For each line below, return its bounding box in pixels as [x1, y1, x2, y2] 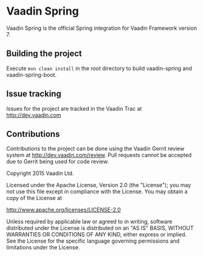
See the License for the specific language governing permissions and [6, 237, 180, 244]
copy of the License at [6, 195, 62, 202]
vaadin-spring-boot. [6, 71, 57, 78]
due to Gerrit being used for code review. [6, 158, 109, 165]
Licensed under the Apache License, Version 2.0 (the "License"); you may [6, 181, 191, 189]
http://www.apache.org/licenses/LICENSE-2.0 [6, 206, 121, 213]
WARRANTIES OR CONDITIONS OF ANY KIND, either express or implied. [6, 231, 187, 238]
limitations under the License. [6, 244, 80, 251]
